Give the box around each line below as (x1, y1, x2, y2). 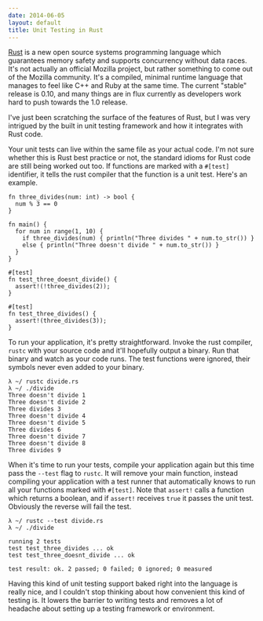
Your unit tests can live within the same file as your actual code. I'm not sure (8, 144, 255, 154)
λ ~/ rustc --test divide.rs (8, 517, 104, 525)
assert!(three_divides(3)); (15, 317, 108, 325)
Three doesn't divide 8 (8, 440, 86, 447)
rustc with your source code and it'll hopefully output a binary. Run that (8, 346, 239, 356)
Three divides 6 (8, 426, 61, 434)
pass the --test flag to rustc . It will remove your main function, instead (8, 469, 238, 478)
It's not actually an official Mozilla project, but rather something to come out (8, 64, 254, 74)
